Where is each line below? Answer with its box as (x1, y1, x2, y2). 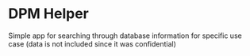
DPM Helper (8, 5, 89, 23)
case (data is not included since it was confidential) (8, 39, 177, 48)
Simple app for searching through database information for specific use (8, 31, 242, 40)
